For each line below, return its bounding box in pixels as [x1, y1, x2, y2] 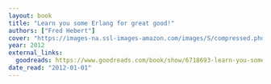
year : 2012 [8, 42, 45, 50]
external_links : [8, 49, 63, 57]
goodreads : [15, 57, 52, 65]
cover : [8, 34, 31, 42]
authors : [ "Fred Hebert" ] [8, 26, 95, 34]
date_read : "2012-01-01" [8, 64, 92, 72]
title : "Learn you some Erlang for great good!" [8, 19, 175, 27]
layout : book [8, 11, 52, 20]
